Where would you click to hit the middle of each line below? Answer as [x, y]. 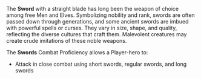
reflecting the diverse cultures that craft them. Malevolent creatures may [97, 34]
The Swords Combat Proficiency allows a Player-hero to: [77, 52]
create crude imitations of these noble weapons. [67, 41]
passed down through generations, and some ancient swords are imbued [97, 21]
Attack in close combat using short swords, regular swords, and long [101, 64]
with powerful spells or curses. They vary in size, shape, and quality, [92, 28]
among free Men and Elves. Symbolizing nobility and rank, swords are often [100, 15]
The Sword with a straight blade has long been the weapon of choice [93, 9]
